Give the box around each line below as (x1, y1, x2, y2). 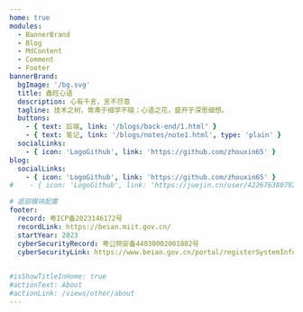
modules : (9, 22, 42, 31)
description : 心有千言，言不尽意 (17, 96, 131, 106)
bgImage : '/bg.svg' (17, 80, 91, 89)
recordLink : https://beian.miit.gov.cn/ (17, 222, 171, 231)
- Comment (17, 55, 54, 64)
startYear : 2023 (17, 231, 78, 240)
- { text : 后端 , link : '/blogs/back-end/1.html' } (25, 123, 217, 132)
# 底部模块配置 (9, 197, 59, 206)
